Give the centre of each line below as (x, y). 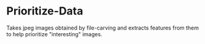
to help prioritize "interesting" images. (54, 34)
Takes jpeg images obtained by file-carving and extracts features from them (103, 28)
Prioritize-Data (45, 11)
